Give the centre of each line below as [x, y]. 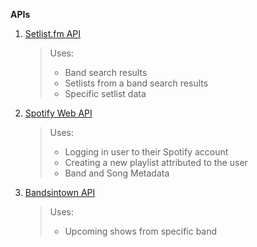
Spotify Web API [58, 113]
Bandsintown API [60, 192]
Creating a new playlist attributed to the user [156, 162]
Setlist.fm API [53, 33]
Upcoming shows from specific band [141, 231]
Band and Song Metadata [117, 173]
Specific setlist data [105, 93]
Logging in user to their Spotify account [146, 152]
